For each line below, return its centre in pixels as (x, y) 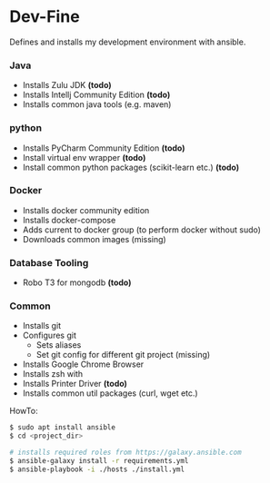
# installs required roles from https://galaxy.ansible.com (126, 453)
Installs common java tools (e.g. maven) (97, 104)
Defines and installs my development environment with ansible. (128, 42)
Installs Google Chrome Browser (83, 364)
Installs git (42, 326)
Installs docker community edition (86, 210)
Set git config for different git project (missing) (123, 355)
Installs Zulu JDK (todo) (67, 85)
